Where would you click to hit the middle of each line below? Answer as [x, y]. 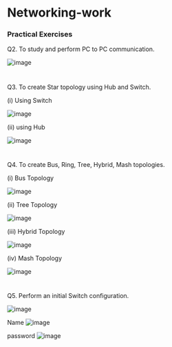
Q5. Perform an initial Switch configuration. [68, 296]
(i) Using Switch [30, 100]
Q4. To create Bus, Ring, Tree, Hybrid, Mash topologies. [86, 164]
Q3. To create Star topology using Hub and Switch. [79, 87]
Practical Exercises [40, 34]
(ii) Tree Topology [32, 204]
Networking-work [59, 13]
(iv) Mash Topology [35, 258]
